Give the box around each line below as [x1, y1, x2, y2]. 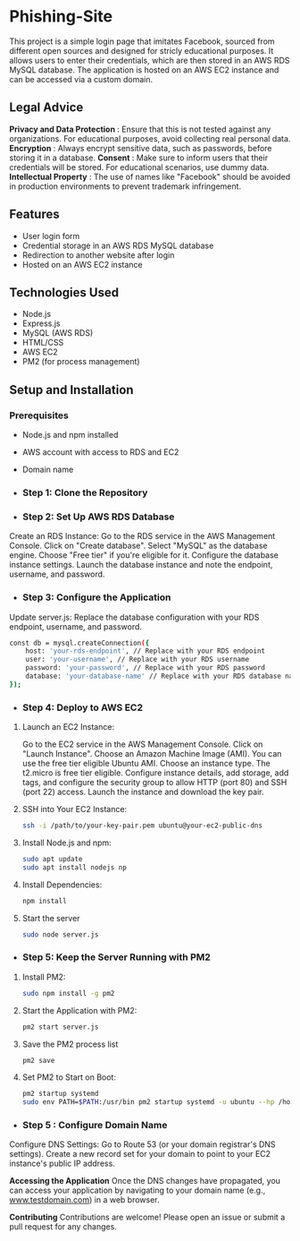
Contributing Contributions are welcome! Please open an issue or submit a [9, 1211, 286, 1223]
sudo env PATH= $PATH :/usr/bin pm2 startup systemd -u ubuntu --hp [21, 1098, 275, 1107]
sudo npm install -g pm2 [21, 989, 115, 997]
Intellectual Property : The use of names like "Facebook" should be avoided [9, 171, 291, 182]
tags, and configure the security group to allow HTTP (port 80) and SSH [21, 777, 287, 788]
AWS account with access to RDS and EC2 [21, 447, 179, 458]
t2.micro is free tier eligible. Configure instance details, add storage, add [21, 767, 289, 778]
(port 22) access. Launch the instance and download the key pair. [21, 786, 264, 798]
